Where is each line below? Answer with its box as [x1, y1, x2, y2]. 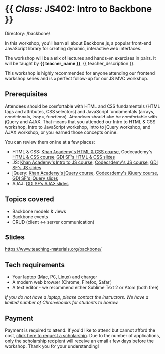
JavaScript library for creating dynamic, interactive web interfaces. [5, 45, 142, 51]
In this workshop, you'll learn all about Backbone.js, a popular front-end [5, 40, 152, 46]
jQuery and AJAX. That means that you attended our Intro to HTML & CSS [5, 118, 156, 125]
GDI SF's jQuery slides [12, 175, 58, 181]
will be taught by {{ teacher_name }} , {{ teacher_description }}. [5, 60, 135, 66]
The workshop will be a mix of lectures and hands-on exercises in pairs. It [5, 55, 156, 61]
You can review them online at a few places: [5, 139, 95, 145]
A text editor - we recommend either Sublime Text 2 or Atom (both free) [12, 285, 159, 291]
